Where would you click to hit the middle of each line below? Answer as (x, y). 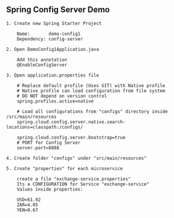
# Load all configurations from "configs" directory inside (92, 111)
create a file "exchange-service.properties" (74, 179)
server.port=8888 (38, 148)
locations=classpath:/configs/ (45, 127)
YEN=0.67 (28, 210)
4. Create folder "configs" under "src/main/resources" (76, 158)
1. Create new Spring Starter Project (54, 23)
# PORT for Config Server (49, 142)
